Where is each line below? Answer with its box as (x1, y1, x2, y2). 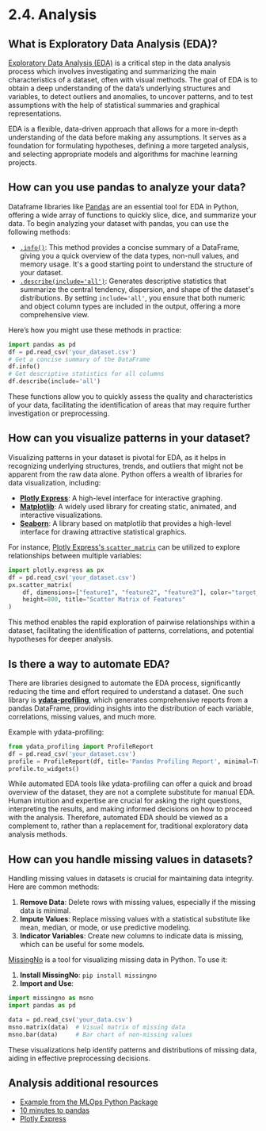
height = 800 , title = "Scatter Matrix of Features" (22, 596, 186, 604)
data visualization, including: (8, 477, 101, 487)
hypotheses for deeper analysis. (8, 635, 113, 644)
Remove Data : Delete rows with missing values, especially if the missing (19, 898, 256, 907)
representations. (8, 109, 62, 118)
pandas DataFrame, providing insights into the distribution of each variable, (8, 704, 254, 713)
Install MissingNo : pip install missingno (19, 970, 157, 980)
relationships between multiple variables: (8, 550, 142, 560)
